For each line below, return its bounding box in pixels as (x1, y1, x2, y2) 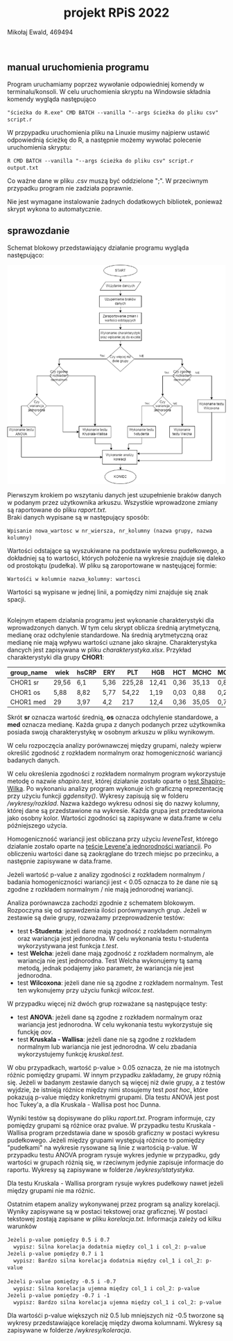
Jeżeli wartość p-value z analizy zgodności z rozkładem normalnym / (7, 871, 205, 879)
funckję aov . (17, 1028, 53, 1036)
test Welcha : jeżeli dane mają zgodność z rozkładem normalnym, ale (17, 949, 214, 958)
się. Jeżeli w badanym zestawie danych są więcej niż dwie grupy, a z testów (7, 1078, 225, 1086)
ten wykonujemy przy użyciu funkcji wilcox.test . (17, 986, 155, 995)
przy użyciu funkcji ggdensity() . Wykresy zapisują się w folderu (7, 792, 189, 801)
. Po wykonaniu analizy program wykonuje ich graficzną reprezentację (23, 785, 224, 793)
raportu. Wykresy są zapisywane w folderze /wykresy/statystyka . (7, 1166, 195, 1174)
